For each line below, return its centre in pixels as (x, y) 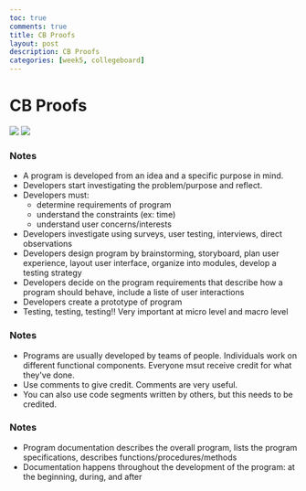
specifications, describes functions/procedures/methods (130, 457)
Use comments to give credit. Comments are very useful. (130, 384)
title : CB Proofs (42, 35)
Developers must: (56, 195)
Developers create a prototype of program (102, 302)
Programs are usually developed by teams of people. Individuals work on (160, 355)
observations (47, 244)
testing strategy (52, 273)
